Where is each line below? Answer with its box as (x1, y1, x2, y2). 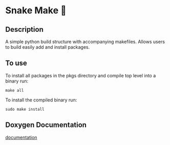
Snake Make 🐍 (5, 5, 67, 16)
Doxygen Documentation (5, 120, 87, 130)
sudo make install (5, 107, 45, 112)
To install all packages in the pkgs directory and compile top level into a (5, 72, 156, 78)
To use (5, 59, 27, 68)
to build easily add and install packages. (5, 44, 90, 50)
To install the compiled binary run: (5, 97, 77, 103)
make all (5, 88, 24, 93)
